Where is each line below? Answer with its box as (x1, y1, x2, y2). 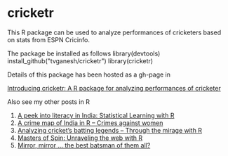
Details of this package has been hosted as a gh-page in (7, 70, 170, 79)
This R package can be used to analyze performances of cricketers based (7, 28, 222, 37)
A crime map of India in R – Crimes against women (17, 118, 163, 127)
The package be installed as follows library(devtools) (7, 49, 161, 58)
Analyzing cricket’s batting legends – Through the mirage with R (17, 126, 202, 134)
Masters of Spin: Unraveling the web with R (17, 134, 143, 142)
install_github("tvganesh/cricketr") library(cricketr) (7, 56, 153, 65)
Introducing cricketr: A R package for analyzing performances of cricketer (7, 84, 221, 92)
